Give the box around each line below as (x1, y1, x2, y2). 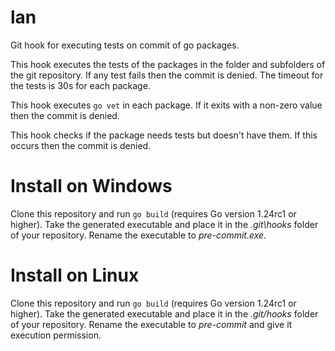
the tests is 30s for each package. (10, 79, 151, 91)
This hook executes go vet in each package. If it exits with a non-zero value (10, 99, 323, 111)
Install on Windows (10, 175, 173, 198)
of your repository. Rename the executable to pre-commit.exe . (10, 229, 267, 241)
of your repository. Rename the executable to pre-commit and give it (10, 318, 293, 330)
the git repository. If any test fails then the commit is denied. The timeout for (10, 69, 324, 81)
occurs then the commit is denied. (10, 139, 152, 151)
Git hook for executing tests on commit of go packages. (10, 39, 240, 51)
